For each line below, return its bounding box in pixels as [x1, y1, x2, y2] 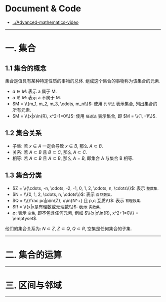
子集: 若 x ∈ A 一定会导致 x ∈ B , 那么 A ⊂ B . [12, 143, 103, 149]
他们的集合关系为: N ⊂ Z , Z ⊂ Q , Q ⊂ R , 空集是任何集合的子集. [5, 226, 132, 231]
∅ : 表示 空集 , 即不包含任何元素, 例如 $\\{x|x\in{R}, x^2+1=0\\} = [12, 210, 139, 216]
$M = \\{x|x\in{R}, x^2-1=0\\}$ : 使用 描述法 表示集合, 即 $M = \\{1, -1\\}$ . [12, 113, 157, 119]
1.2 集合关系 [5, 129, 42, 137]
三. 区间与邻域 [5, 280, 62, 291]
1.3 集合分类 [5, 171, 42, 180]
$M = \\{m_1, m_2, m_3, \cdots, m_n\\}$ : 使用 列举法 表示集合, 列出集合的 [12, 101, 158, 107]
